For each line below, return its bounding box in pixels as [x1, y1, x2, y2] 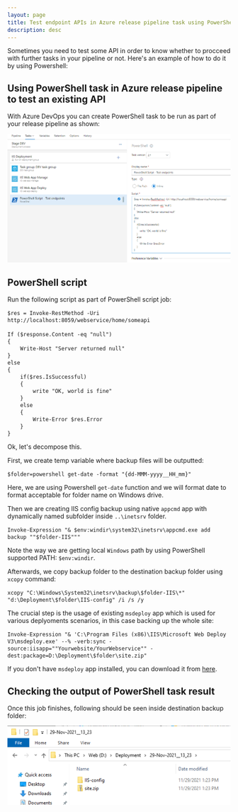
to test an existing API [7, 93, 106, 105]
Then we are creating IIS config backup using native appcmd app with [7, 505, 208, 513]
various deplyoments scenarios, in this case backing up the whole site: [7, 617, 214, 625]
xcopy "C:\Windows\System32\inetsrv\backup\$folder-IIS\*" [7, 590, 186, 597]
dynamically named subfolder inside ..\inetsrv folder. [7, 512, 167, 520]
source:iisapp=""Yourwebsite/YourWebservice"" [7, 645, 147, 653]
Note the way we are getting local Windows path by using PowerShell [7, 546, 205, 555]
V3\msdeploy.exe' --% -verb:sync [7, 638, 106, 646]
